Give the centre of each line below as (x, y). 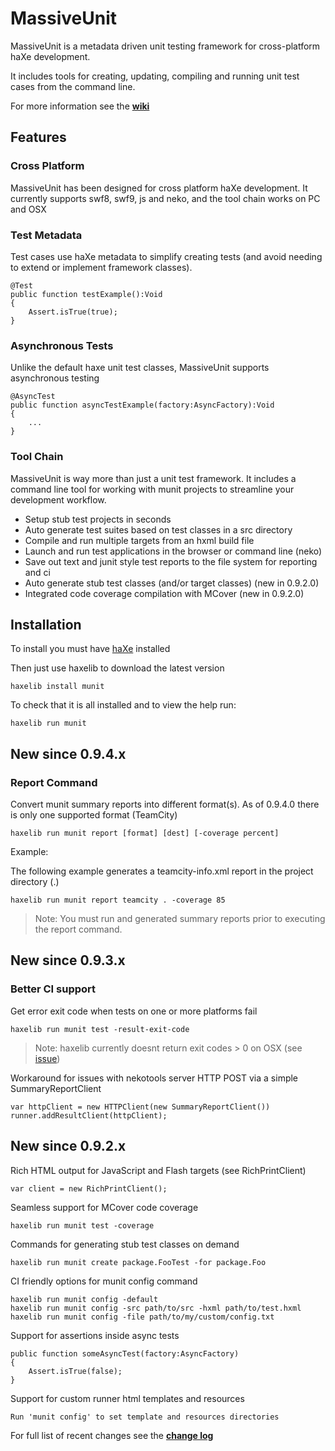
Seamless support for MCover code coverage (104, 1207)
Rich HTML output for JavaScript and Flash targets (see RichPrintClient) (158, 1170)
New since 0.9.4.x (68, 753)
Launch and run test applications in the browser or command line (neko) (173, 551)
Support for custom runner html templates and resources (127, 1398)
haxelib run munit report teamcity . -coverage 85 (118, 900)
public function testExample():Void (86, 294)
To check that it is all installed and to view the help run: (123, 705)
